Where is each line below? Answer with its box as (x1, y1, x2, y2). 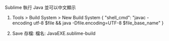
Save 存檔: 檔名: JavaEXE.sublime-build (12, 30, 95, 36)
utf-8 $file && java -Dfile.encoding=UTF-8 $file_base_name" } (33, 20, 164, 26)
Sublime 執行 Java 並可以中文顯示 (5, 5, 76, 10)
